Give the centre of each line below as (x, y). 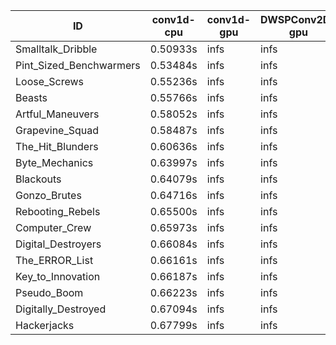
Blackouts (38, 179)
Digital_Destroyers (58, 244)
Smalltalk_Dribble (56, 49)
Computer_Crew (53, 227)
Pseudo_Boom (49, 292)
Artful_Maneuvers (57, 114)
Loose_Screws (50, 81)
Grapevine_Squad (57, 130)
